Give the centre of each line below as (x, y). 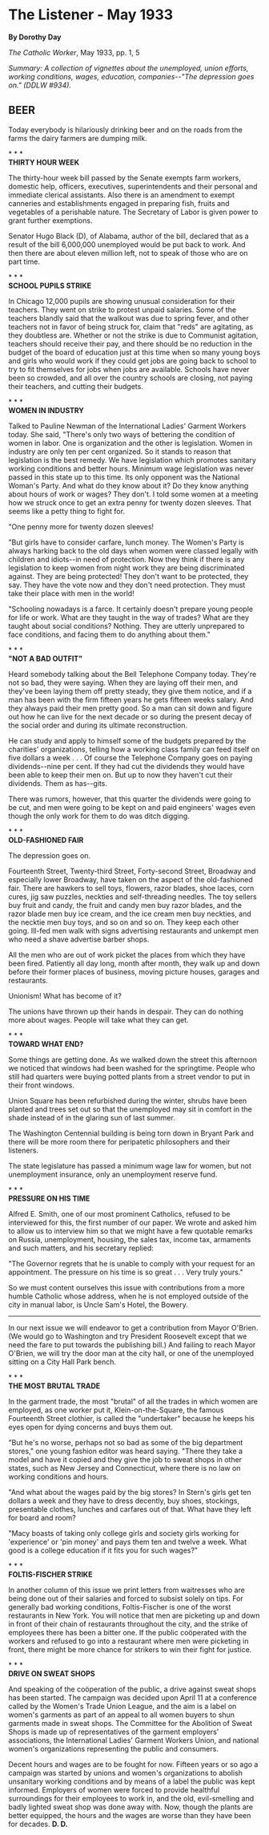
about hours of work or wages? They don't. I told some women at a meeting (133, 494)
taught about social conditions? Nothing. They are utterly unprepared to (126, 626)
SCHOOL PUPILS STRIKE (50, 286)
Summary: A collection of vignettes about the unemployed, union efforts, (128, 68)
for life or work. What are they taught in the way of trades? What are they (129, 617)
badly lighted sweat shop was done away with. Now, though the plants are (131, 1807)
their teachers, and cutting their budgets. (76, 386)
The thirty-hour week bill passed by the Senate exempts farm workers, (125, 177)
